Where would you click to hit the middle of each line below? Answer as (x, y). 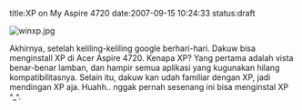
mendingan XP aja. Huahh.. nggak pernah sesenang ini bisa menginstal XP (149, 87)
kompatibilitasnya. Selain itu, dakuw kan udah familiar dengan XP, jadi (140, 77)
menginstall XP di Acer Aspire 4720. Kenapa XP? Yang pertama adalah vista (151, 58)
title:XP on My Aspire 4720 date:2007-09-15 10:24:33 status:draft (132, 13)
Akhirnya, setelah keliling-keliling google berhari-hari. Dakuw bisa (133, 48)
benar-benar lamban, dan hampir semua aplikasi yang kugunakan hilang (145, 68)
